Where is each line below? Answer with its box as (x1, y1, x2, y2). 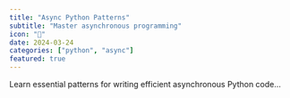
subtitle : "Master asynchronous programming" (9, 21, 182, 30)
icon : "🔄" (9, 29, 47, 38)
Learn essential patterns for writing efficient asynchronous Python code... (9, 79, 282, 89)
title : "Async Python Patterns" (9, 12, 130, 22)
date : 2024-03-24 (9, 37, 74, 47)
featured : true (9, 54, 66, 63)
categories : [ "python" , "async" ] (9, 46, 134, 55)
